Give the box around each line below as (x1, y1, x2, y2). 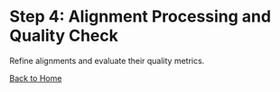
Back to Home (9, 72, 62, 83)
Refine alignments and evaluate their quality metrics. (9, 55, 205, 66)
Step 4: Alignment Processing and (9, 6, 272, 27)
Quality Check (9, 25, 119, 46)
